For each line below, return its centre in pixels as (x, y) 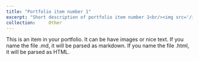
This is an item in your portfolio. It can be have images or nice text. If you (95, 40)
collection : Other (34, 23)
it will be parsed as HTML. (38, 52)
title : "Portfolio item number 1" (49, 12)
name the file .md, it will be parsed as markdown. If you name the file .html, (98, 46)
